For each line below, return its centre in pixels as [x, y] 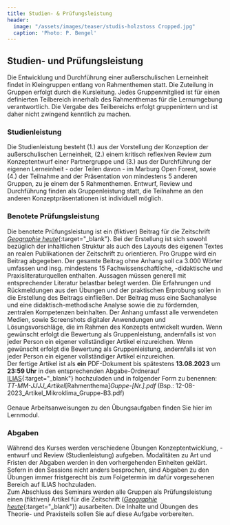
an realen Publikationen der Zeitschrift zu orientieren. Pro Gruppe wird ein [112, 254]
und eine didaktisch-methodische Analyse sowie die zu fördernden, [103, 305]
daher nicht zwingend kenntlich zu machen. [69, 114]
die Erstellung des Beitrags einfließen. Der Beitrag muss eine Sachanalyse [112, 297]
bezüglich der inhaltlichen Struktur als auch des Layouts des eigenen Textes [115, 246]
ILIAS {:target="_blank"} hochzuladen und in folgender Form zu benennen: [112, 378]
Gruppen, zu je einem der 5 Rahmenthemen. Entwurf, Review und [100, 184]
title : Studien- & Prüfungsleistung [60, 13]
